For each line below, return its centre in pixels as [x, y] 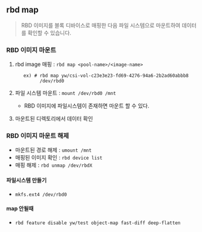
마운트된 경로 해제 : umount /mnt [53, 150]
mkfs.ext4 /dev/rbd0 [41, 195]
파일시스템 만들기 [27, 180]
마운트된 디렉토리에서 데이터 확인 [54, 119]
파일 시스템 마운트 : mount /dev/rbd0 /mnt [65, 93]
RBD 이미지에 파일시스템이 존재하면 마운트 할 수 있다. [86, 106]
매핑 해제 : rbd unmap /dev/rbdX [54, 165]
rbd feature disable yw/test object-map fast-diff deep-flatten [98, 223]
